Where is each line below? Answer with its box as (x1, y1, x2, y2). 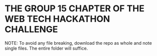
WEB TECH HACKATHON (4, 13, 110, 25)
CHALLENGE (4, 24, 58, 35)
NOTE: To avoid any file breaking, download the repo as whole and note (4, 40, 153, 46)
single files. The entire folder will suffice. (4, 45, 88, 51)
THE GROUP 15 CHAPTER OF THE (4, 3, 145, 14)
